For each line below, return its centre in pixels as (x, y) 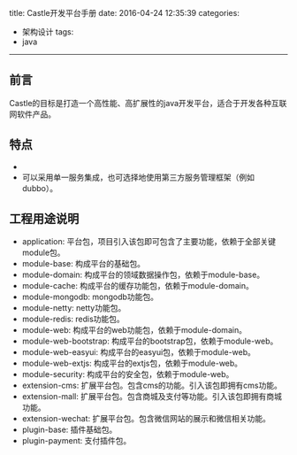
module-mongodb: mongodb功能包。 (90, 297)
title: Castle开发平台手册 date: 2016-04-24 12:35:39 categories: (125, 13)
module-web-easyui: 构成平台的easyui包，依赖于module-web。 (139, 352)
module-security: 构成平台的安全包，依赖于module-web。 (128, 374)
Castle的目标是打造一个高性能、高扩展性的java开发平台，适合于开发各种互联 (148, 103)
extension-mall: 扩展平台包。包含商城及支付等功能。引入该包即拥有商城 (152, 397)
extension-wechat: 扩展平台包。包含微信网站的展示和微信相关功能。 (146, 419)
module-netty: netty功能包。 (74, 308)
